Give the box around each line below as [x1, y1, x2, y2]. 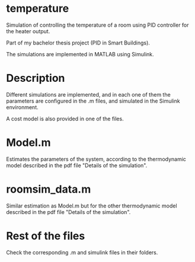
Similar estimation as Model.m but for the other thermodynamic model [6, 202, 177, 209]
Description [6, 72, 65, 85]
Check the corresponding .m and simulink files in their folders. [6, 248, 158, 256]
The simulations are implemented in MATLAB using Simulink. [6, 50, 154, 57]
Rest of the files [6, 229, 85, 242]
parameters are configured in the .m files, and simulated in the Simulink [6, 97, 180, 104]
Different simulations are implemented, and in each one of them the [6, 91, 171, 98]
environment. [6, 103, 39, 111]
